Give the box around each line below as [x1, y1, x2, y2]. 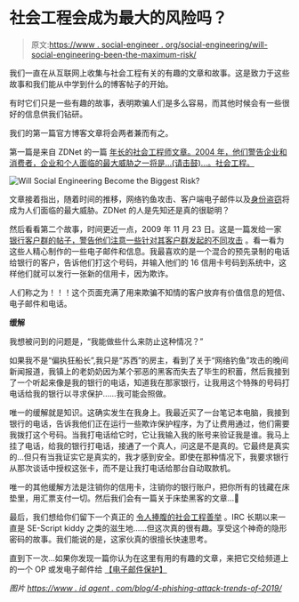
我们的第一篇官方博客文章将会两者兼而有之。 [9, 127, 174, 138]
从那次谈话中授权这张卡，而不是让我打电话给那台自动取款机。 [9, 462, 236, 473]
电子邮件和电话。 [9, 298, 72, 309]
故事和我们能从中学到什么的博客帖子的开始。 [9, 78, 174, 89]
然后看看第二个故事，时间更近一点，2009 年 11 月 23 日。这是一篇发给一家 [9, 223, 282, 234]
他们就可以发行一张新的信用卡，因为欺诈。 [16, 268, 174, 278]
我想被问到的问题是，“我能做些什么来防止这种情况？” [9, 335, 204, 347]
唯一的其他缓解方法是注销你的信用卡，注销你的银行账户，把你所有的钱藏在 [9, 481, 282, 492]
